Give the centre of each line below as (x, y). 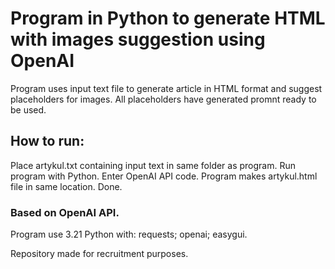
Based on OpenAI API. (65, 212)
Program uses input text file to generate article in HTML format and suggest (166, 88)
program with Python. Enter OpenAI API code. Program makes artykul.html (164, 176)
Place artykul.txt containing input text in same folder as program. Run (153, 165)
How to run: (47, 141)
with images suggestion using (138, 39)
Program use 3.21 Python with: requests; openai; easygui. (129, 234)
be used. (28, 109)
